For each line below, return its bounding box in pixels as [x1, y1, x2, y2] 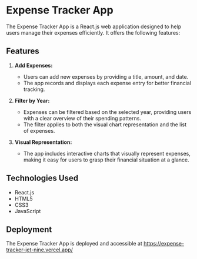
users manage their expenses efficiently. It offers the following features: [6, 29, 181, 36]
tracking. [23, 86, 45, 93]
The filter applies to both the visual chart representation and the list [23, 121, 187, 128]
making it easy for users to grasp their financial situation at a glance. [23, 156, 189, 163]
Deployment [6, 224, 52, 234]
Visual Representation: [14, 139, 72, 146]
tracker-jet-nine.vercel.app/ [6, 246, 74, 253]
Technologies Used [6, 173, 78, 183]
